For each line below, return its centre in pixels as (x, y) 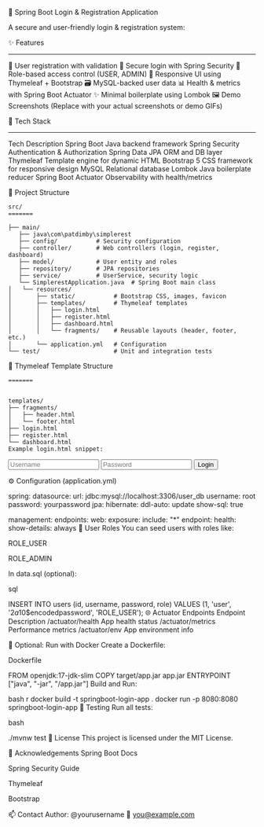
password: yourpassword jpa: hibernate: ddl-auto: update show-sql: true (126, 504)
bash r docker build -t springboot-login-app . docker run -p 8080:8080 (123, 699)
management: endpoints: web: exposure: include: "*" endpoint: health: (123, 520)
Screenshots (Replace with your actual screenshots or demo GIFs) (115, 106)
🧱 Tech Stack (29, 121)
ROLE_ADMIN (30, 559)
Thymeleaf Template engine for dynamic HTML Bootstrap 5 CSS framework (130, 160)
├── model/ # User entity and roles (98, 262)
